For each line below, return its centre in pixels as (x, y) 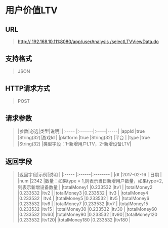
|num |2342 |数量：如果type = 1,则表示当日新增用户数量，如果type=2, (90, 181)
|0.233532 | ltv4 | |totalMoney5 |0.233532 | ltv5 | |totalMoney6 (83, 199)
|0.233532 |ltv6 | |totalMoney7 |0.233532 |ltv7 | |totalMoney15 (83, 204)
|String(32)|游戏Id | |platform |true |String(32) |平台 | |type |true (84, 138)
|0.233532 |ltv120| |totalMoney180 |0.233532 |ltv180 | (74, 220)
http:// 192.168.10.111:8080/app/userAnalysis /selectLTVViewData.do (88, 42)
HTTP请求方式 (28, 88)
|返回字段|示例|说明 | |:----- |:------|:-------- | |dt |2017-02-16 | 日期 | (90, 175)
